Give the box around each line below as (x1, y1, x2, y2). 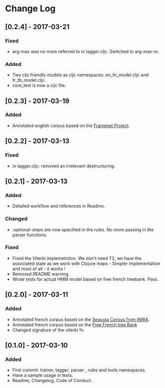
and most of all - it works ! (12, 265, 66, 271)
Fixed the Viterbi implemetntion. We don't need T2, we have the (12, 255, 142, 261)
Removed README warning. (12, 271, 70, 277)
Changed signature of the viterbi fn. (12, 327, 85, 333)
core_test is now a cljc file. (12, 82, 66, 89)
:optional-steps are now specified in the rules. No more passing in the (12, 226, 154, 232)
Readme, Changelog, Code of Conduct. (12, 378, 93, 384)
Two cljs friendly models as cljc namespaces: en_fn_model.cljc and (12, 72, 149, 78)
